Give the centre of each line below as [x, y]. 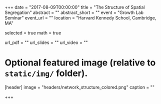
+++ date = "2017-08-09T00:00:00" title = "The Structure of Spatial [75, 7]
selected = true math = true [33, 33]
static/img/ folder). [46, 73]
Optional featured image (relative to [80, 63]
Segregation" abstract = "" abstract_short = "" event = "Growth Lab [74, 12]
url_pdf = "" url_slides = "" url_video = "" [46, 42]
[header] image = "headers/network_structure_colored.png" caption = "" [79, 87]
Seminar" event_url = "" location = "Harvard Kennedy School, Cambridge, [80, 18]
